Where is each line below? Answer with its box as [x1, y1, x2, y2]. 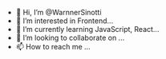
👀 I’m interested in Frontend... [15, 16, 114, 26]
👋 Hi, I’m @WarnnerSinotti [15, 8, 102, 17]
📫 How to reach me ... [15, 42, 91, 51]
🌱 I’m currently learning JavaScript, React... [15, 25, 160, 33]
